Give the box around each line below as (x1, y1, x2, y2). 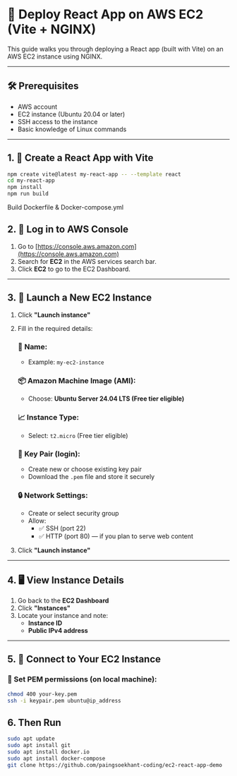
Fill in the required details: (17, 324, 93, 332)
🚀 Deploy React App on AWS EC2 (7, 6, 204, 23)
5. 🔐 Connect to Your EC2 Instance (7, 653, 161, 665)
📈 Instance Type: (17, 413, 80, 423)
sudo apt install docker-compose (7, 755, 106, 762)
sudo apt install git (7, 742, 71, 749)
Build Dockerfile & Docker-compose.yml (7, 203, 124, 212)
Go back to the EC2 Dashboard (17, 596, 109, 605)
